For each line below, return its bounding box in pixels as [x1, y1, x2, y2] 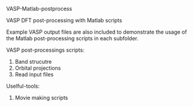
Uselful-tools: [6, 82, 40, 90]
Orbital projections [14, 64, 61, 72]
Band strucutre [14, 58, 52, 65]
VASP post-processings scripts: [6, 46, 85, 53]
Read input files [14, 71, 54, 78]
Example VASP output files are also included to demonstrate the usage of [6, 28, 187, 35]
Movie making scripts [14, 94, 68, 101]
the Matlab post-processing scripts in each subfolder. [6, 35, 139, 41]
